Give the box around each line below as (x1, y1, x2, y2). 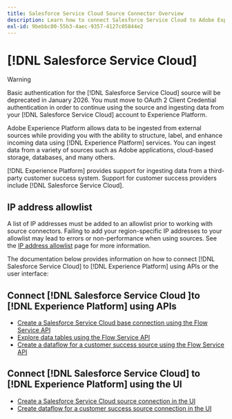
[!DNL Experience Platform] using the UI (7, 378, 182, 390)
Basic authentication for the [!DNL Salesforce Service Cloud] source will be (7, 89, 221, 97)
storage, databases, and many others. (7, 153, 115, 162)
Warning (7, 75, 31, 83)
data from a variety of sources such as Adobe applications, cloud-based (7, 146, 213, 154)
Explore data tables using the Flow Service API (17, 333, 151, 341)
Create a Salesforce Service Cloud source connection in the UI (17, 397, 196, 405)
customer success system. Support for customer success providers (23, 174, 217, 183)
